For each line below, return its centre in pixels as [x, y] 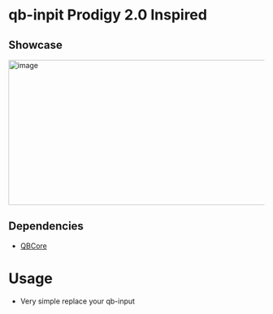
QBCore [33, 246]
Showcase [36, 45]
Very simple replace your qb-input [78, 301]
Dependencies [46, 226]
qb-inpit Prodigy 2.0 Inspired [108, 15]
